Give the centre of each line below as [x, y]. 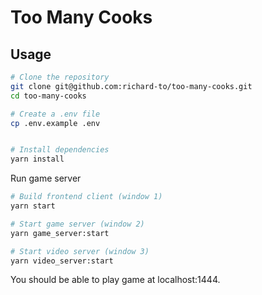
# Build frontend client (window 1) [86, 197]
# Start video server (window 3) [80, 251]
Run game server [46, 178]
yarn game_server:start [60, 233]
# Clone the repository [60, 77]
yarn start [33, 206]
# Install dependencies [60, 150]
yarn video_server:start [62, 261]
